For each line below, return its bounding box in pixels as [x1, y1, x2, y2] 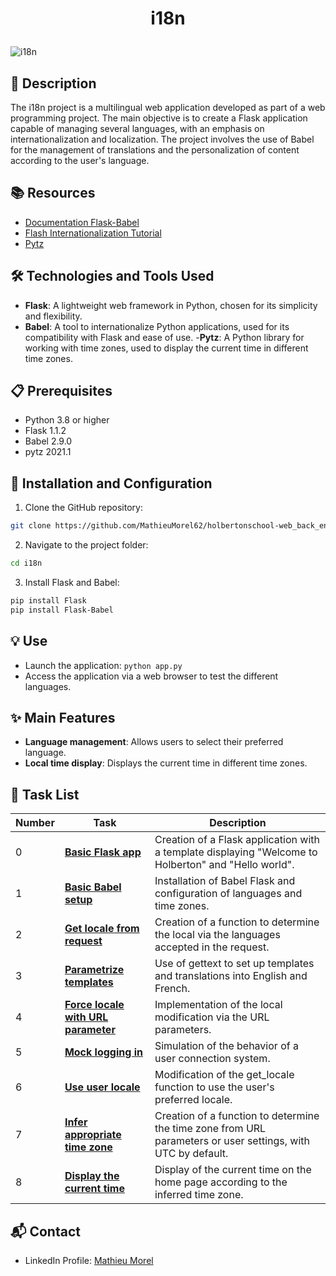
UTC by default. [154, 1147, 229, 1161]
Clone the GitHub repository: [24, 502, 143, 514]
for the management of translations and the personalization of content [10, 144, 300, 156]
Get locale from [64, 922, 140, 936]
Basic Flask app [64, 845, 142, 859]
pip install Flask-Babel [10, 605, 114, 615]
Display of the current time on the [154, 1163, 312, 1177]
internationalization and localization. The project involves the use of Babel [10, 133, 315, 145]
